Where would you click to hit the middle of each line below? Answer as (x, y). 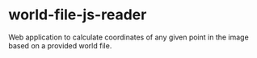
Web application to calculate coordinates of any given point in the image (128, 37)
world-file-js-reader (78, 15)
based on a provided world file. (60, 45)
